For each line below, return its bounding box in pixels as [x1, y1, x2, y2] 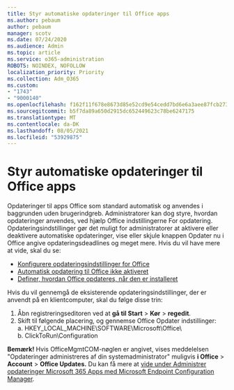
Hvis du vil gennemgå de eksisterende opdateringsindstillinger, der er [7, 288, 207, 297]
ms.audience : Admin [7, 43, 64, 50]
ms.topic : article [7, 50, 61, 57]
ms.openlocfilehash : [7, 101, 68, 108]
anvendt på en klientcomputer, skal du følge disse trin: [7, 296, 163, 304]
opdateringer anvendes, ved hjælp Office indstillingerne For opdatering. [7, 217, 213, 225]
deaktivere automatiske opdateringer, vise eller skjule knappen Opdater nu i [7, 231, 224, 240]
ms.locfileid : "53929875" [7, 133, 82, 140]
